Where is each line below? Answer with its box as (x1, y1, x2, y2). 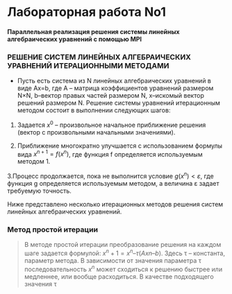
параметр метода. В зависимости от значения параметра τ (24, 257, 201, 264)
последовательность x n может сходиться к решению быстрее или (24, 264, 223, 273)
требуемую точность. (7, 187, 72, 195)
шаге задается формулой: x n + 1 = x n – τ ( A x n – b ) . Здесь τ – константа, (24, 248, 226, 257)
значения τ (24, 279, 57, 288)
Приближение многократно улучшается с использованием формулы (17, 141, 223, 150)
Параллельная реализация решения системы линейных (7, 27, 180, 35)
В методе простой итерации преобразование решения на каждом (24, 241, 222, 249)
